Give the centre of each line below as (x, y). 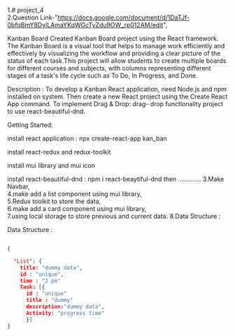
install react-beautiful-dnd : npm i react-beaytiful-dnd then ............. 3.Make (116, 179)
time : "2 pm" (40, 281)
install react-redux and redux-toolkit (59, 152)
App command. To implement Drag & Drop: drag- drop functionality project (115, 104)
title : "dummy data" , (51, 268)
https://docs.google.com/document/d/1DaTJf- (123, 17)
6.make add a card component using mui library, (77, 209)
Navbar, (19, 187)
